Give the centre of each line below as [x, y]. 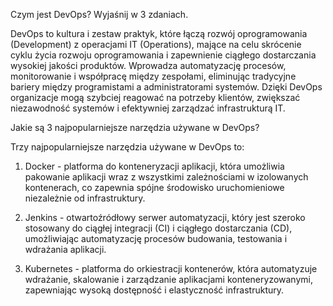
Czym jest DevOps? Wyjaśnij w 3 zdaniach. [99, 14]
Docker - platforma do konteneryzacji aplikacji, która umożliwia [154, 166]
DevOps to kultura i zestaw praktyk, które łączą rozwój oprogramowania [159, 33]
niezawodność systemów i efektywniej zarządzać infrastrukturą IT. [148, 108]
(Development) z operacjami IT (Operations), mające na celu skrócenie [156, 44]
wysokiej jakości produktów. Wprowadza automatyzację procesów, [148, 65]
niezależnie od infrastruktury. [85, 198]
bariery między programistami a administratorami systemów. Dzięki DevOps [166, 87]
